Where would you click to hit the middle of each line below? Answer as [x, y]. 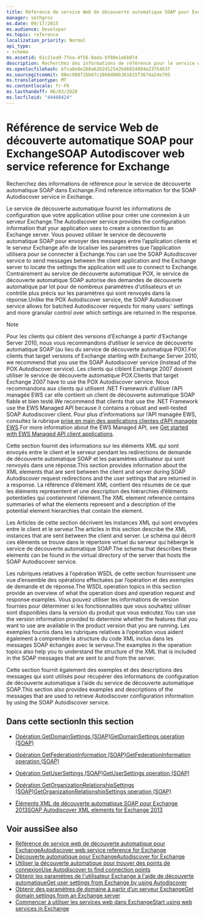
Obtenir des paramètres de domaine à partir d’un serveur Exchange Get [104, 889]
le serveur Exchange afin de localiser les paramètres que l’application [94, 247]
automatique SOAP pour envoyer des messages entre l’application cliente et [102, 241]
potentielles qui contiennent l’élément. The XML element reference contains [101, 498]
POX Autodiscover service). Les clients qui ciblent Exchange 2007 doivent [99, 368]
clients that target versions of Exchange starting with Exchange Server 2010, [102, 356]
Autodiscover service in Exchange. [50, 196]
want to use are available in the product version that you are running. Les [98, 625]
